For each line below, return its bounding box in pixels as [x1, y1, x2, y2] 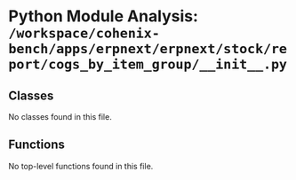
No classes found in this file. [8, 112, 112, 121]
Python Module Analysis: [8, 6, 199, 27]
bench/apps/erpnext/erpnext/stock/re [8, 41, 288, 58]
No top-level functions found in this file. [8, 160, 154, 171]
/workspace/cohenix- [8, 25, 161, 42]
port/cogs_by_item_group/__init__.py [8, 56, 288, 73]
